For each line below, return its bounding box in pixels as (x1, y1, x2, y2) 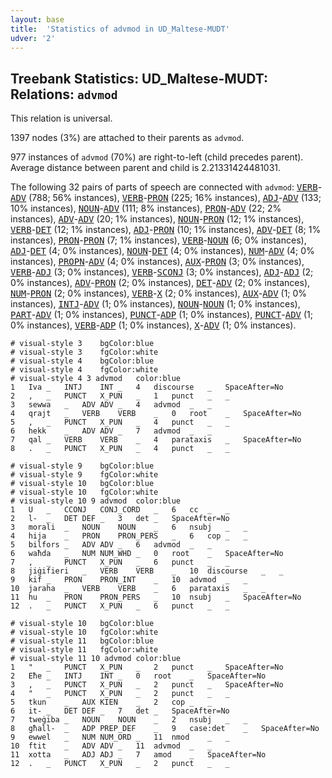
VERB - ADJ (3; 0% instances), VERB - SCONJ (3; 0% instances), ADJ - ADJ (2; (10, 266, 314, 278)
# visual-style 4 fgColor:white (10, 365, 159, 375)
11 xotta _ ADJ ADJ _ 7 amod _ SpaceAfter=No (10, 750, 267, 760)
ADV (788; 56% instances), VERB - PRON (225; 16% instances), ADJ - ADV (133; (10, 192, 322, 204)
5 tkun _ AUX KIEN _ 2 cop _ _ (10, 697, 213, 708)
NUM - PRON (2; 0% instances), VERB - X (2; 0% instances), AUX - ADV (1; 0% (10, 287, 308, 300)
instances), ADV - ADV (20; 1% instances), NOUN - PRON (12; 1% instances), (10, 213, 305, 225)
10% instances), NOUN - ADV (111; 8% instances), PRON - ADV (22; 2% (10, 202, 282, 215)
